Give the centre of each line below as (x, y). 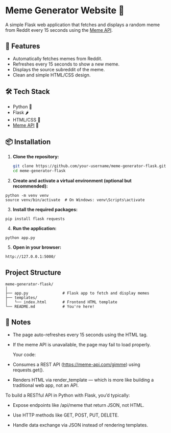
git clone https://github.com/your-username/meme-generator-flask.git (89, 166)
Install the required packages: (45, 210)
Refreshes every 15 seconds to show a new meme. (66, 64)
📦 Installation (28, 142)
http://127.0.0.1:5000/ (31, 257)
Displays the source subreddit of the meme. (59, 69)
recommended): (30, 186)
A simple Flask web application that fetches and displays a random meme (82, 25)
